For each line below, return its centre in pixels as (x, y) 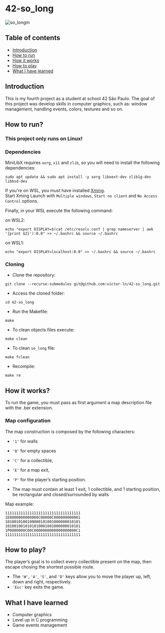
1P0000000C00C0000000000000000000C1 (43, 530)
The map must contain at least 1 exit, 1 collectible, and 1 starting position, (86, 489)
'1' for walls (25, 441)
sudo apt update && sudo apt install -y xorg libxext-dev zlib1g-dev (78, 177)
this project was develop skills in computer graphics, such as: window (76, 104)
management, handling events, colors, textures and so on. (64, 109)
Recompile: (24, 367)
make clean (16, 339)
